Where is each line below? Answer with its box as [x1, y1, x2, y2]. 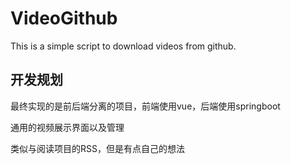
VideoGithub [10, 7, 118, 30]
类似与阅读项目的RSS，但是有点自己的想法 [10, 142, 185, 154]
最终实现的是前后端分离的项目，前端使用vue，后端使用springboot [10, 100, 281, 112]
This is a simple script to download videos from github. [10, 40, 237, 52]
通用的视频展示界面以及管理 [10, 121, 125, 133]
